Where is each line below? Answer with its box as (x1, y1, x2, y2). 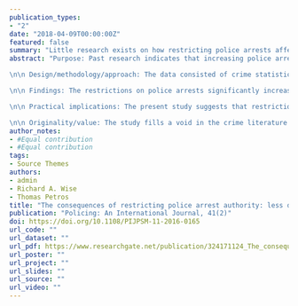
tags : (9, 152, 29, 161)
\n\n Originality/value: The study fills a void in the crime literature (9, 118, 288, 127)
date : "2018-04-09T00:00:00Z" (9, 29, 122, 38)
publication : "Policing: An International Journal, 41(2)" (9, 209, 232, 218)
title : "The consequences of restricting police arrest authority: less (9, 200, 284, 209)
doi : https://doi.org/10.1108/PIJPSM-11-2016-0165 (9, 217, 200, 226)
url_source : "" (9, 275, 66, 284)
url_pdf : (9, 241, 42, 251)
